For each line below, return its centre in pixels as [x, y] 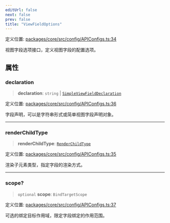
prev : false [18, 19]
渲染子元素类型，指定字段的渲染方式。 [45, 165]
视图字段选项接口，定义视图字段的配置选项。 [52, 50]
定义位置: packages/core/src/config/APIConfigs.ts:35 [61, 154]
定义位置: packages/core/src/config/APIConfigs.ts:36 [61, 103]
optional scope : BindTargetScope [52, 194]
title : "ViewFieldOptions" [34, 24]
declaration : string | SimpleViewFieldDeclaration [69, 93]
